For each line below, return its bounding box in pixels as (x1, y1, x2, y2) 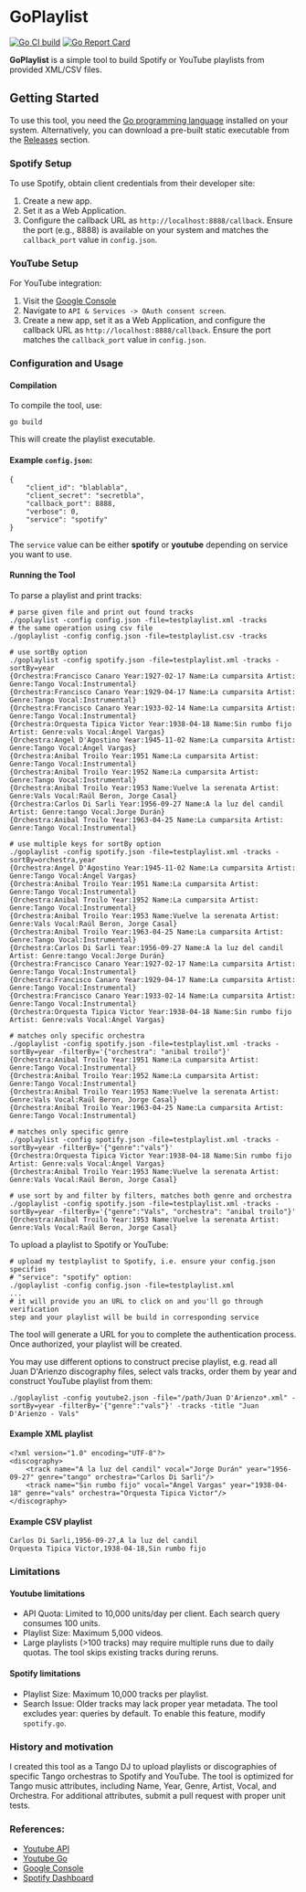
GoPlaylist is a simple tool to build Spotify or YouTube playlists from (9, 54, 265, 65)
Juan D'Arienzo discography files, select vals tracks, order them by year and (9, 1366, 297, 1377)
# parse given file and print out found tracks (9, 608, 195, 617)
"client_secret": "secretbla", (26, 491, 145, 500)
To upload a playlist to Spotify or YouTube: (9, 1239, 169, 1250)
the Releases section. (9, 134, 90, 145)
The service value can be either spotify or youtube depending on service (9, 539, 289, 550)
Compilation (9, 379, 58, 390)
